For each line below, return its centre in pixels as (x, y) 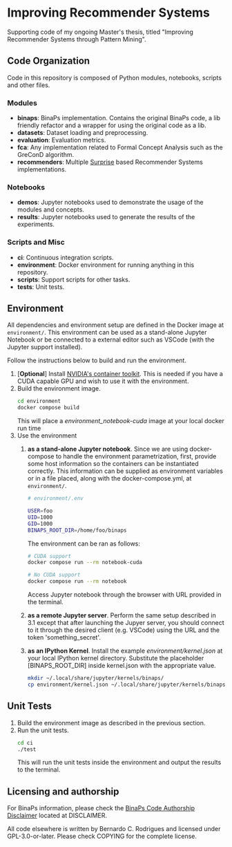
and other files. (29, 85)
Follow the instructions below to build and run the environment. (97, 360)
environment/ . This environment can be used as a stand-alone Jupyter (107, 333)
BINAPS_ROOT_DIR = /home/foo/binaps (77, 530)
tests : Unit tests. (41, 287)
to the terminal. (39, 770)
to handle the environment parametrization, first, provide (136, 456)
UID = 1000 (40, 517)
